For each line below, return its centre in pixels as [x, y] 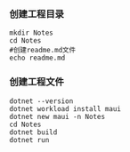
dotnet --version [41, 101]
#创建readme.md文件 [43, 51]
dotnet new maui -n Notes [57, 116]
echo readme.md [37, 58]
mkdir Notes [31, 33]
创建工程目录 [37, 13]
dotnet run [29, 140]
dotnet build [33, 132]
